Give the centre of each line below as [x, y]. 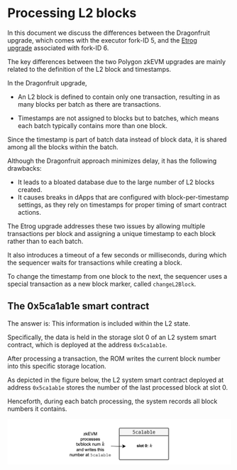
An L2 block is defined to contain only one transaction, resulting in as [119, 97]
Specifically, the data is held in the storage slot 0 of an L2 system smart [112, 337]
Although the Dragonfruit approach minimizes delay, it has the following [112, 161]
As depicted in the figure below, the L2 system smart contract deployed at [116, 380]
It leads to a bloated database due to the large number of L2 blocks [116, 182]
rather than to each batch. [45, 241]
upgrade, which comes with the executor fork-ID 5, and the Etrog [102, 40]
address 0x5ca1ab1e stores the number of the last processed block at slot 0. [118, 387]
